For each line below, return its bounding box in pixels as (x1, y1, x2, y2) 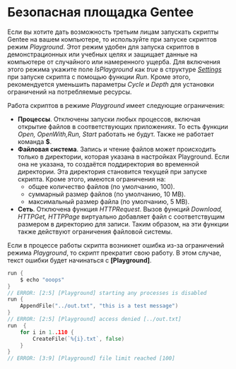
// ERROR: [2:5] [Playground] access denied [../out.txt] (7, 315, 182, 323)
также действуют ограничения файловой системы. (17, 227, 173, 236)
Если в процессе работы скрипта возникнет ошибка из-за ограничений (7, 241, 225, 249)
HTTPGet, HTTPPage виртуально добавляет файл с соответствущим (17, 212, 225, 221)
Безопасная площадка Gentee (7, 4, 194, 20)
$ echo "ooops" (20, 276, 65, 283)
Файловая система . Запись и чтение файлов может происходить (17, 145, 216, 153)
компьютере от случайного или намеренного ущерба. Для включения (7, 57, 220, 66)
